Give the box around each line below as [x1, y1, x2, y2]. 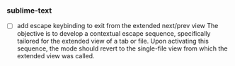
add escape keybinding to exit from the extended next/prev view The [16, 22, 219, 30]
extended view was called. [16, 52, 95, 60]
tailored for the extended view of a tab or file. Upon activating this [16, 37, 210, 46]
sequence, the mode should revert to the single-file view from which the [16, 44, 228, 53]
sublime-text [6, 6, 52, 15]
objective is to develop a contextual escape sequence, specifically [16, 29, 211, 38]
